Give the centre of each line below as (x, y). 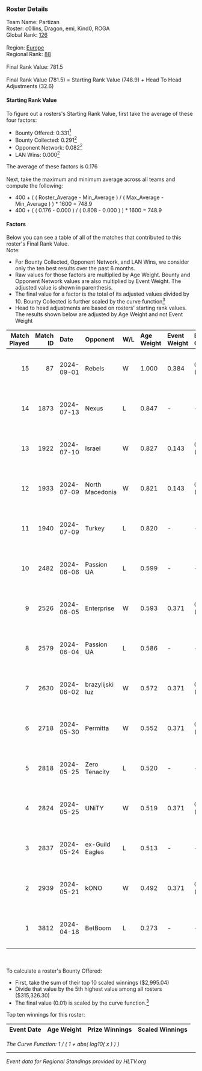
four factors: (22, 120)
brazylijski (99, 684)
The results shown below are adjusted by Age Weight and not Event (99, 314)
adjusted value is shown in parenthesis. (64, 288)
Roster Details (27, 9)
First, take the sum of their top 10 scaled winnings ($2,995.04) (92, 982)
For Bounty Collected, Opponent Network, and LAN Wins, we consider (102, 262)
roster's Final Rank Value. (38, 244)
